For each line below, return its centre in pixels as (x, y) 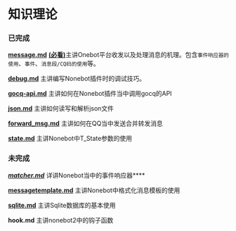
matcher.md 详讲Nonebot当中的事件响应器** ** (77, 175)
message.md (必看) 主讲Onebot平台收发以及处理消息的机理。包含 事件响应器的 (118, 55)
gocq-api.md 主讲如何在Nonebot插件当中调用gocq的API (90, 94)
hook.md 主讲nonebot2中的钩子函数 (61, 220)
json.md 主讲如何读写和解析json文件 (61, 108)
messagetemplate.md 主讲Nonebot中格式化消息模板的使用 (94, 190)
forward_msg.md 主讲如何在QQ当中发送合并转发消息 (86, 123)
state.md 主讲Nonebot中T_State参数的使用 (70, 139)
